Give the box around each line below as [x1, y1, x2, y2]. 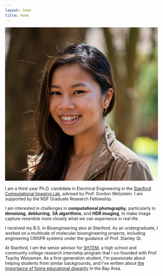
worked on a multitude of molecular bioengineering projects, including [5, 230, 146, 236]
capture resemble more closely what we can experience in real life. [5, 216, 139, 222]
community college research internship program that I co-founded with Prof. [5, 250, 158, 256]
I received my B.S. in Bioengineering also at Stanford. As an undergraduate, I [5, 225, 158, 231]
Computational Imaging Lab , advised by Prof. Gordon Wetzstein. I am [5, 191, 143, 197]
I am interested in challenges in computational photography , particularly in [5, 206, 156, 211]
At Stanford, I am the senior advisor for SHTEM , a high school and [5, 245, 137, 251]
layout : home [5, 8, 32, 13]
